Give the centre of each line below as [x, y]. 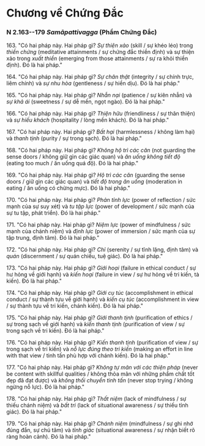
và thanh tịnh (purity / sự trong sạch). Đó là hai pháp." [74, 138]
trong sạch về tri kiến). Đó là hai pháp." [55, 331]
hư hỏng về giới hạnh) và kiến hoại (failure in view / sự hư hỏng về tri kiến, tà [103, 275]
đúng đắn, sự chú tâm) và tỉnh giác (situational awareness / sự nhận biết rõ [101, 430]
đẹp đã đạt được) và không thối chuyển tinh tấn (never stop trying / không [100, 381]
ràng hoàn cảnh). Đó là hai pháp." [49, 437]
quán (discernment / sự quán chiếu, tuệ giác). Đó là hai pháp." [85, 256]
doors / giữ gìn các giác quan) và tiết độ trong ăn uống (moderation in [94, 182]
